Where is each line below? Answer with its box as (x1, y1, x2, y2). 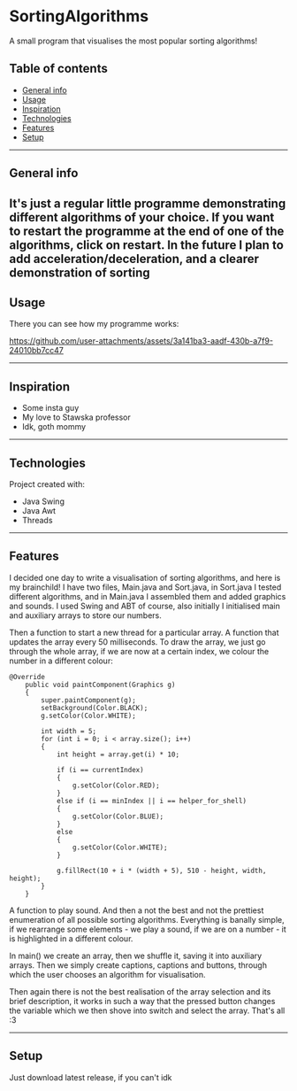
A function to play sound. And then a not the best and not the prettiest (9, 905, 264, 916)
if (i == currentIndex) (56, 765, 144, 774)
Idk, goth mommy (21, 422, 87, 432)
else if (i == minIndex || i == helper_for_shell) (56, 796, 247, 805)
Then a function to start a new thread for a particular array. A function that (9, 627, 280, 638)
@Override (9, 672, 46, 681)
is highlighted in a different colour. (9, 932, 133, 944)
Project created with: (9, 478, 86, 489)
